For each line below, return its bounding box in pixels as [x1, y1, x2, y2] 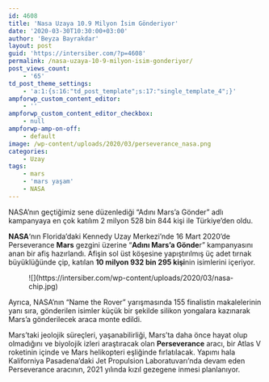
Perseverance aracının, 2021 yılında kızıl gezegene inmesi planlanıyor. [8, 364, 241, 374]
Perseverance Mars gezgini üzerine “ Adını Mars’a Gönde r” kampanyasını [8, 240, 253, 249]
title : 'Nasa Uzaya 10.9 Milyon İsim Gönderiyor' [8, 19, 179, 28]
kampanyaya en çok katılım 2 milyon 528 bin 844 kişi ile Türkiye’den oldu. [8, 215, 254, 225]
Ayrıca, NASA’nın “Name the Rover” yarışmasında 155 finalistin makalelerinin [8, 297, 262, 307]
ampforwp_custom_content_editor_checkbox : [8, 110, 153, 118]
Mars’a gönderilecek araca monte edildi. [8, 314, 142, 324]
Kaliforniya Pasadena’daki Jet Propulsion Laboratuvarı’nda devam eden [8, 355, 246, 365]
